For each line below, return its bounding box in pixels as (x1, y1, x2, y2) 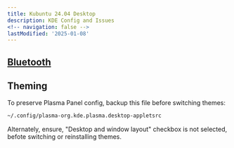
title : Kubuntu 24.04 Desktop (7, 10, 96, 18)
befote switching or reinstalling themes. (7, 132, 122, 141)
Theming (7, 80, 48, 92)
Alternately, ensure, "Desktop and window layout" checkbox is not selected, (7, 125, 228, 134)
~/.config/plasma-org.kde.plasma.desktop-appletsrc (7, 112, 162, 120)
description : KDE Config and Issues (7, 17, 115, 24)
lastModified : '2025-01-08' (7, 30, 90, 37)
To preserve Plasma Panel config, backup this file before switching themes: (7, 99, 226, 107)
